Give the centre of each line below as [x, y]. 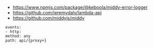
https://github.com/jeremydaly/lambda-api [57, 13]
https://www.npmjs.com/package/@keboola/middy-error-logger [80, 7]
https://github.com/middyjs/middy [49, 18]
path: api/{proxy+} [26, 40]
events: [14, 27]
